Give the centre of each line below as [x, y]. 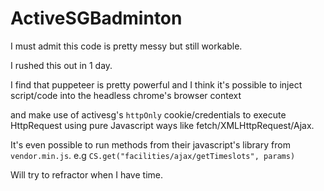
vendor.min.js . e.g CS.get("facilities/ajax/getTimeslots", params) [153, 155]
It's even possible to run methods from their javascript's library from [150, 144]
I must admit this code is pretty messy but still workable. [126, 46]
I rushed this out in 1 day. [61, 65]
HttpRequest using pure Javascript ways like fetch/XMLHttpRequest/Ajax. [162, 125]
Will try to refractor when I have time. [86, 174]
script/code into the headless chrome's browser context [126, 95]
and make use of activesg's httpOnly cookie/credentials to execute [148, 114]
